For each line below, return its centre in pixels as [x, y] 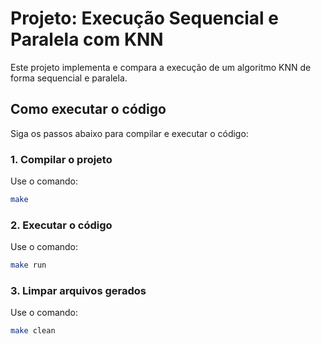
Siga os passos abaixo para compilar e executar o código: [129, 133]
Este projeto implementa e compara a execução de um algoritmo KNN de [161, 67]
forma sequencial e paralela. [69, 78]
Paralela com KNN [87, 39]
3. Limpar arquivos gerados [78, 291]
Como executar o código [88, 109]
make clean [33, 331]
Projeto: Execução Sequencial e [144, 18]
